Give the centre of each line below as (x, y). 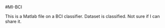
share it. (13, 21)
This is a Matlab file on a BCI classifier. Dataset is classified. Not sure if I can (82, 16)
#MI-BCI (14, 7)
